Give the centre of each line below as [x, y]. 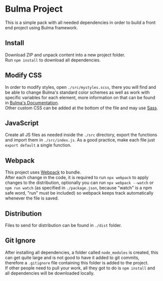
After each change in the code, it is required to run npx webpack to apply [77, 178]
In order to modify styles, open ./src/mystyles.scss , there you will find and [81, 87]
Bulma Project [34, 9]
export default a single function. [38, 145]
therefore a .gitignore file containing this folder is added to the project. [77, 262]
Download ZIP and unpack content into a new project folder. [65, 55]
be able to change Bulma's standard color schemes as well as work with [77, 92]
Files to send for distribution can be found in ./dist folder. [63, 225]
